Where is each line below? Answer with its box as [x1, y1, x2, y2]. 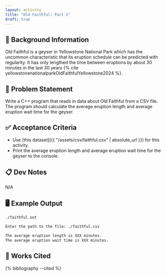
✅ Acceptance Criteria [5, 123, 77, 132]
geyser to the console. [12, 153, 59, 159]
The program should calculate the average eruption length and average [5, 104, 153, 109]
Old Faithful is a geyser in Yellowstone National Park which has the [5, 49, 143, 55]
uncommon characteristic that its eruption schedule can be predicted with [5, 54, 158, 60]
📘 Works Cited [5, 252, 51, 260]
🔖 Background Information [5, 35, 89, 44]
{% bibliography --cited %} [5, 265, 62, 271]
